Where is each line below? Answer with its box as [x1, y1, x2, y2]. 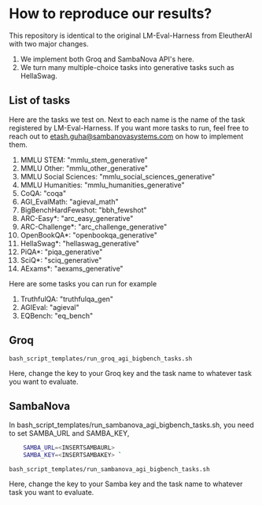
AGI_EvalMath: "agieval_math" [20, 197, 119, 206]
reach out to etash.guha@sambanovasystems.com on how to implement [9, 131, 244, 141]
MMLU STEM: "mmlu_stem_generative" [20, 155, 148, 164]
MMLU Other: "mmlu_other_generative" [20, 163, 149, 173]
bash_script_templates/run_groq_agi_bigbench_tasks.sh [9, 355, 193, 363]
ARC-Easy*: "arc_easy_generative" [20, 213, 134, 223]
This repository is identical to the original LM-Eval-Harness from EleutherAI [9, 31, 253, 40]
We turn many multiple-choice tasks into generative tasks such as [20, 62, 234, 72]
